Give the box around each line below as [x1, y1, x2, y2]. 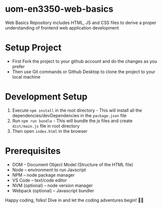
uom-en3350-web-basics [5, 3, 114, 15]
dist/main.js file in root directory [12, 123, 80, 129]
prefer [12, 63, 25, 69]
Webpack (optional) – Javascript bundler [12, 187, 94, 193]
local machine [12, 74, 41, 79]
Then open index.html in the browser [12, 128, 88, 134]
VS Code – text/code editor [12, 177, 67, 183]
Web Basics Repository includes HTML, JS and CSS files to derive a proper [5, 20, 157, 26]
